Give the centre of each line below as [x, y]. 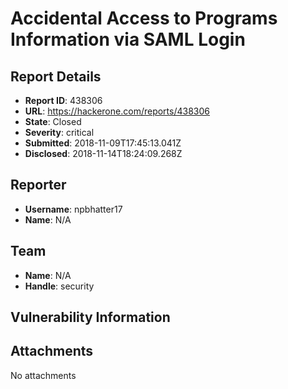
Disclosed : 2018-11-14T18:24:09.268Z [103, 153]
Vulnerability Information [90, 317]
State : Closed [53, 121]
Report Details [56, 76]
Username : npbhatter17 [73, 209]
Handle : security [59, 286]
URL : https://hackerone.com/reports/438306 [117, 111]
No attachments [43, 375]
